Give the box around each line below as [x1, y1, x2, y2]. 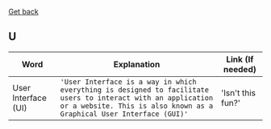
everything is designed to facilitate [60, 85, 210, 95]
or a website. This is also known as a [60, 101, 214, 111]
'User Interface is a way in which [60, 77, 197, 87]
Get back [8, 7, 39, 16]
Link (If [225, 54, 254, 65]
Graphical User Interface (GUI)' [60, 109, 189, 119]
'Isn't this [220, 87, 256, 99]
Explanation [113, 58, 161, 70]
